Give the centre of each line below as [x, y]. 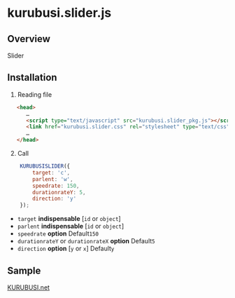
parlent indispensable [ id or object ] [71, 226]
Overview [29, 39]
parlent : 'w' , [53, 179]
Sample [24, 270]
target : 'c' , [51, 172]
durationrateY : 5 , [59, 192]
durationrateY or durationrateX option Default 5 [86, 241]
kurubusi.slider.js [59, 13]
